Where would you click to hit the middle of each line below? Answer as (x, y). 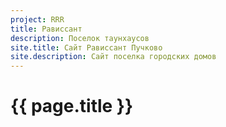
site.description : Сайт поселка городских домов (113, 57)
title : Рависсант (46, 29)
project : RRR (37, 19)
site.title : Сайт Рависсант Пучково (86, 47)
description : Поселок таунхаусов (80, 38)
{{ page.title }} (72, 106)
